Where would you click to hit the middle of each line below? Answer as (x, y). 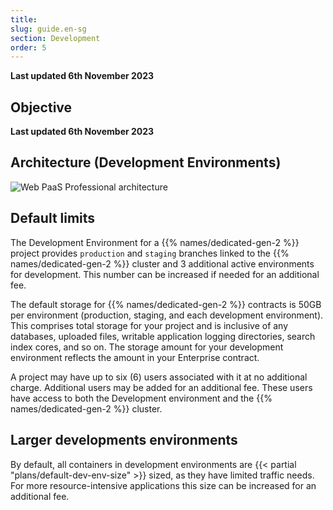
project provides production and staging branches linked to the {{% (150, 253)
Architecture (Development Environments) (146, 162)
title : (24, 19)
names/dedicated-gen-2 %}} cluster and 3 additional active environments (162, 263)
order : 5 (28, 47)
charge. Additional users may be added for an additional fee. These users (161, 387)
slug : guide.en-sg (48, 29)
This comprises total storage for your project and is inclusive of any (149, 325)
